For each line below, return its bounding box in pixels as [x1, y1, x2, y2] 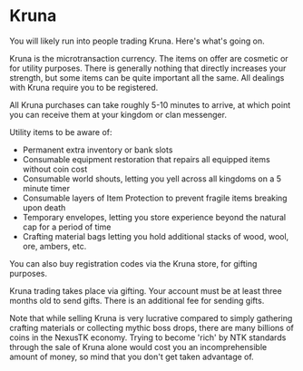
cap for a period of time [22, 221, 112, 232]
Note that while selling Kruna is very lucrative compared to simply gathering [9, 312, 293, 323]
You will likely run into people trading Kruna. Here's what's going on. [9, 35, 265, 46]
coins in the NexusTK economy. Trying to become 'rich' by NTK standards [9, 332, 287, 343]
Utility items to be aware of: [9, 126, 112, 137]
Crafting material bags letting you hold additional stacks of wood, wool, [22, 230, 289, 241]
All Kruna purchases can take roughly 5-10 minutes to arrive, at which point [9, 99, 291, 110]
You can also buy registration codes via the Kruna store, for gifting [9, 258, 258, 268]
